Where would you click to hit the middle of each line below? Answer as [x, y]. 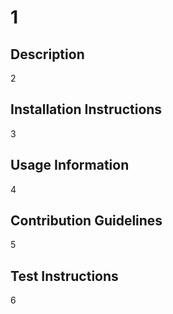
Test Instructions [64, 276]
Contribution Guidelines [86, 221]
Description [47, 54]
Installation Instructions [86, 109]
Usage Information [70, 165]
